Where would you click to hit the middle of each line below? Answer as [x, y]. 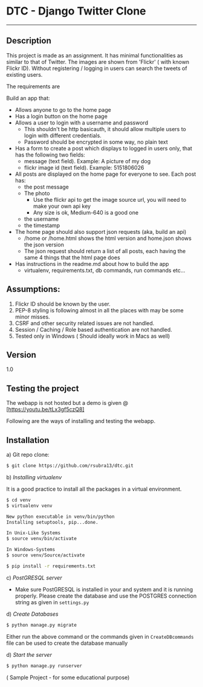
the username [41, 219]
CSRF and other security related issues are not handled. [85, 323]
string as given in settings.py [52, 602]
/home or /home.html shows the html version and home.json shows [108, 238]
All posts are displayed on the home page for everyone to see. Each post [105, 174]
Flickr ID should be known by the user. [63, 304]
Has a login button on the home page [61, 116]
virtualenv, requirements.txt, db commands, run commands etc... [105, 270]
